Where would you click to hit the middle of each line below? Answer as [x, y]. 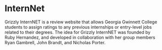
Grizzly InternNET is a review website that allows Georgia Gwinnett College [81, 22]
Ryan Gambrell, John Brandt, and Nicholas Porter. [55, 42]
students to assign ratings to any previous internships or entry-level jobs [78, 27]
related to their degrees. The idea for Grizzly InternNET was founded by [78, 32]
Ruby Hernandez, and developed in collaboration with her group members [80, 37]
